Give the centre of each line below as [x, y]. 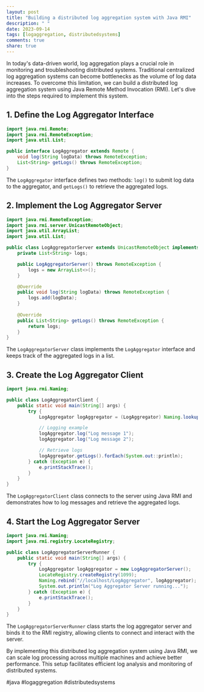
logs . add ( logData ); [53, 298]
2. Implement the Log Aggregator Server [84, 206]
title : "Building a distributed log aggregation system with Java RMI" [99, 18]
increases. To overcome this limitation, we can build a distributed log [92, 82]
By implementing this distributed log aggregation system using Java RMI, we [102, 651]
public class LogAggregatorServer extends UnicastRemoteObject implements [103, 248]
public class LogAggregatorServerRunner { [61, 552]
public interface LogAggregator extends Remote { [70, 151]
